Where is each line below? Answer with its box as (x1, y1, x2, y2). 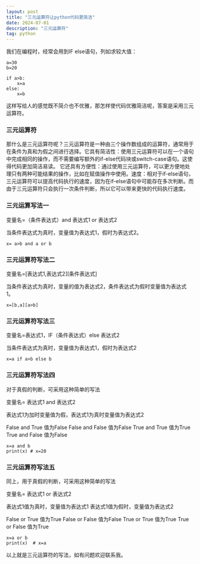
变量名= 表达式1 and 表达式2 (6, 398, 76, 405)
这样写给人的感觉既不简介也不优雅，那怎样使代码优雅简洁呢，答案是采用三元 (6, 102, 194, 109)
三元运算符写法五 (6, 463, 55, 471)
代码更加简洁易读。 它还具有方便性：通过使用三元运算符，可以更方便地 (11, 163, 185, 170)
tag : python (6, 31, 36, 37)
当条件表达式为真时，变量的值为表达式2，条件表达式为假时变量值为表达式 (6, 283, 187, 290)
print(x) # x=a (6, 540, 46, 546)
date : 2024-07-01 (6, 20, 49, 26)
